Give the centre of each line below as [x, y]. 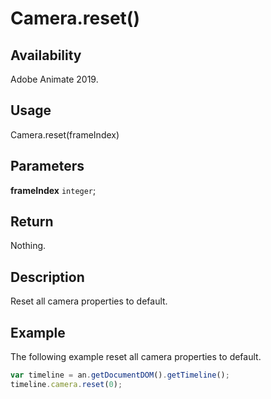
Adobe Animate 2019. [54, 79]
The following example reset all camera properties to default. [136, 357]
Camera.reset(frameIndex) [65, 134]
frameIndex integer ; [53, 190]
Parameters [47, 166]
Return [32, 222]
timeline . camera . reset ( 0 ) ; [66, 384]
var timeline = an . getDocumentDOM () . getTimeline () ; [120, 375]
